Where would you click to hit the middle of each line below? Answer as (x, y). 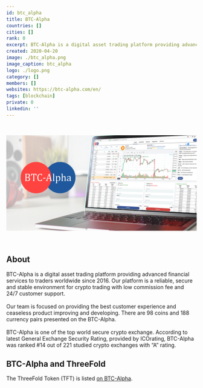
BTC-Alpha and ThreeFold (56, 364)
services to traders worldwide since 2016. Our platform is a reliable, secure (100, 280)
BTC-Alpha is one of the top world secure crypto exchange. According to (97, 332)
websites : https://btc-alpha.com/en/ (54, 90)
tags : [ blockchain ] (31, 96)
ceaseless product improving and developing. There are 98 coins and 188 (98, 313)
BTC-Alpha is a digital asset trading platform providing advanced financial (98, 274)
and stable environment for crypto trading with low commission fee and (95, 287)
